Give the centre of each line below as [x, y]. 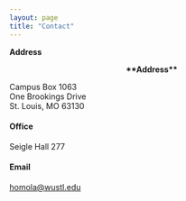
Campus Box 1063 [43, 87]
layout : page [34, 18]
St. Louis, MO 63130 [47, 105]
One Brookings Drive [48, 96]
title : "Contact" [42, 26]
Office [21, 126]
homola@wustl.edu [45, 187]
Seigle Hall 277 [37, 146]
